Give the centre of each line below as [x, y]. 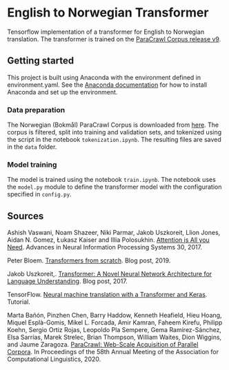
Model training [32, 165]
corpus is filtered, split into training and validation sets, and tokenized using [114, 132]
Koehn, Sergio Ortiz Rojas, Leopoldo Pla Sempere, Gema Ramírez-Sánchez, [114, 330]
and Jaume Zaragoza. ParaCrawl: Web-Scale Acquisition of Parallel [103, 345]
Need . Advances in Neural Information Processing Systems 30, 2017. [104, 247]
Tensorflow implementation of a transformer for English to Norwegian [106, 32]
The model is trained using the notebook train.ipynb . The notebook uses [111, 180]
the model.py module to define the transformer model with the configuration [114, 187]
